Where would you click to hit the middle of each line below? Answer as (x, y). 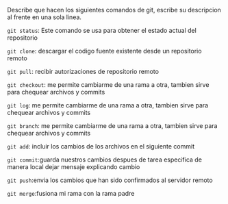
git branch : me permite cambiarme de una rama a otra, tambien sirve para (112, 126)
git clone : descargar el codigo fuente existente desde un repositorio (104, 51)
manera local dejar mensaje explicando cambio (74, 167)
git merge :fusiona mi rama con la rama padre (71, 193)
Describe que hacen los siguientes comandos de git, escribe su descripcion (114, 10)
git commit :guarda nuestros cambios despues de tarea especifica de (104, 160)
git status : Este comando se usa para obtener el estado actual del (102, 30)
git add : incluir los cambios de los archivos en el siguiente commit (101, 146)
